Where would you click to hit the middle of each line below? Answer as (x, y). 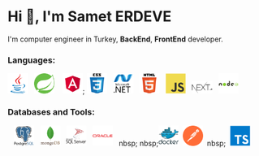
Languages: (32, 60)
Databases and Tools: (51, 112)
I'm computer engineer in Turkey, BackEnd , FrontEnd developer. (116, 39)
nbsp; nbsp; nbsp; (173, 143)
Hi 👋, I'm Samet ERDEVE (90, 17)
